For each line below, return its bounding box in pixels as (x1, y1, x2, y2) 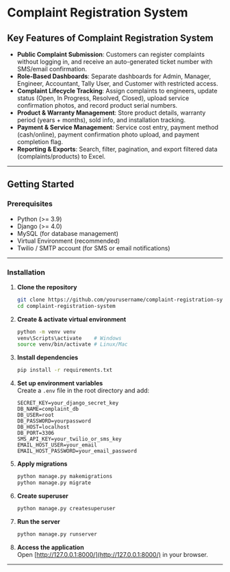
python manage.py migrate (16, 479, 91, 486)
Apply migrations (16, 460, 68, 468)
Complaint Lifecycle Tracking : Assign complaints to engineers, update (16, 87, 218, 95)
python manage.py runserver (16, 530, 97, 538)
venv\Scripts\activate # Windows (16, 335, 122, 342)
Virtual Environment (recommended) (16, 237, 120, 245)
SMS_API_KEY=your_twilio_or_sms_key (16, 436, 122, 443)
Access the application (16, 543, 84, 551)
